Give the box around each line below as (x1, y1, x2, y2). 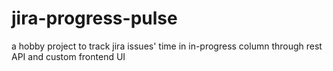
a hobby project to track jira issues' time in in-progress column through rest (11, 40, 323, 52)
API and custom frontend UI (11, 50, 126, 62)
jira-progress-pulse (11, 7, 178, 30)
